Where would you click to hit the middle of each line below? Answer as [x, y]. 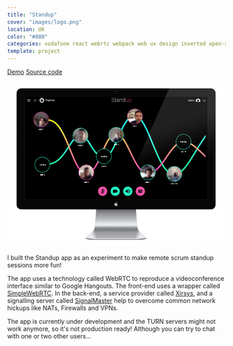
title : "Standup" [32, 15]
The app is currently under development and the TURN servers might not [112, 322]
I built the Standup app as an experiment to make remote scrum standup [111, 258]
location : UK [26, 29]
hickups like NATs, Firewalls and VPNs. [63, 308]
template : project [34, 51]
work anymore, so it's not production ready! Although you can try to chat [111, 329]
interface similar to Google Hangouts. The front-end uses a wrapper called [114, 286]
